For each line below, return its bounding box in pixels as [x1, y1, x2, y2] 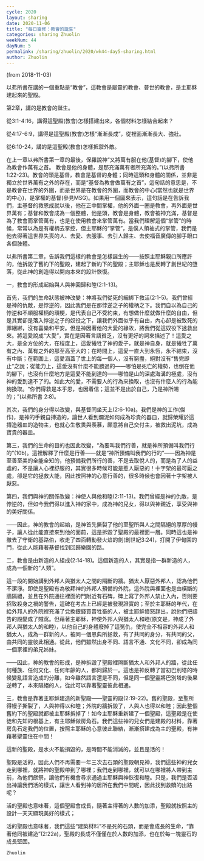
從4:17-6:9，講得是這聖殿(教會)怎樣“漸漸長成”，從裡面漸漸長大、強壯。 [6, 130, 185, 137]
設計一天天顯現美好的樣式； [6, 809, 76, 817]
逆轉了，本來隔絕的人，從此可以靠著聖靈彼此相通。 [6, 681, 134, 689]
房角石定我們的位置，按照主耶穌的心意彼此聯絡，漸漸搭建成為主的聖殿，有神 [6, 725, 198, 732]
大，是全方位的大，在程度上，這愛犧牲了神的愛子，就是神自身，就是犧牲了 [6, 339, 192, 347]
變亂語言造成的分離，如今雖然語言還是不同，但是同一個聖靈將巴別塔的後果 [11, 674, 198, 681]
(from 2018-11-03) [6, 71, 52, 78]
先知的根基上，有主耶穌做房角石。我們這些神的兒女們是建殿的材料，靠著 [16, 717, 198, 725]
